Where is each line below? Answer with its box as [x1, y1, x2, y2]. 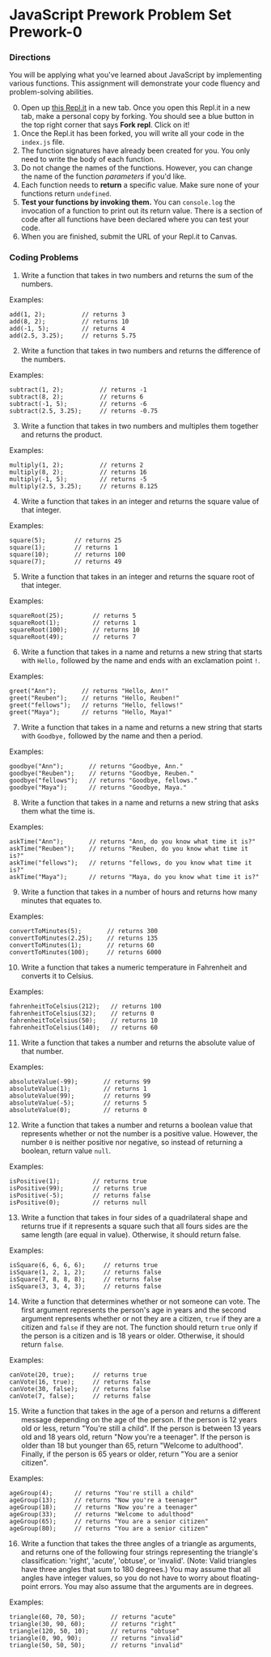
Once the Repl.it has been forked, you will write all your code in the [20, 129, 245, 138]
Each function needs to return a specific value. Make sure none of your [20, 180, 260, 190]
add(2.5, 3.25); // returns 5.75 [9, 332, 137, 340]
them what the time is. [20, 806, 95, 816]
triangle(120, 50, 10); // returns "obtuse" [9, 1627, 180, 1635]
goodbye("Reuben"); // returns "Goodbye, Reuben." [9, 769, 195, 777]
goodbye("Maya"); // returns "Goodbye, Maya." [9, 783, 187, 792]
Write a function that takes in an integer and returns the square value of [20, 496, 260, 506]
